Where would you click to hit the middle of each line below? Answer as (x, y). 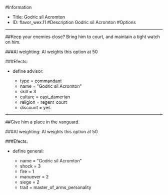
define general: (28, 151)
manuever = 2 (34, 177)
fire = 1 (27, 171)
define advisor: (28, 71)
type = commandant (41, 81)
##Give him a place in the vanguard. (42, 122)
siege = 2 (29, 182)
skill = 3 (28, 91)
